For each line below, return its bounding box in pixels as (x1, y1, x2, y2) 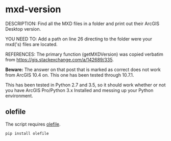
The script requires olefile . (5, 121, 61, 127)
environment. (5, 92, 33, 99)
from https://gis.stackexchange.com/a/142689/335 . (5, 56, 114, 62)
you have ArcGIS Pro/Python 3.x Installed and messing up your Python (5, 87, 154, 93)
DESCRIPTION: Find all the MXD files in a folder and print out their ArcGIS (5, 20, 160, 27)
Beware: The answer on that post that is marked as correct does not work (5, 66, 161, 73)
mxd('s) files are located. (5, 41, 58, 47)
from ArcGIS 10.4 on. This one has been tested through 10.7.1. (5, 72, 134, 78)
